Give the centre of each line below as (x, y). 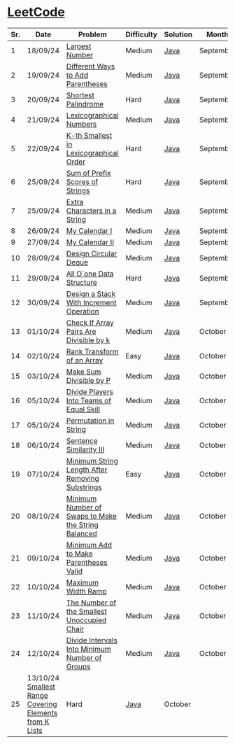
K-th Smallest (89, 135)
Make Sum (84, 372)
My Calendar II (90, 242)
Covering (42, 704)
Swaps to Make (92, 516)
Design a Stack (91, 293)
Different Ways (91, 66)
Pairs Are (81, 331)
